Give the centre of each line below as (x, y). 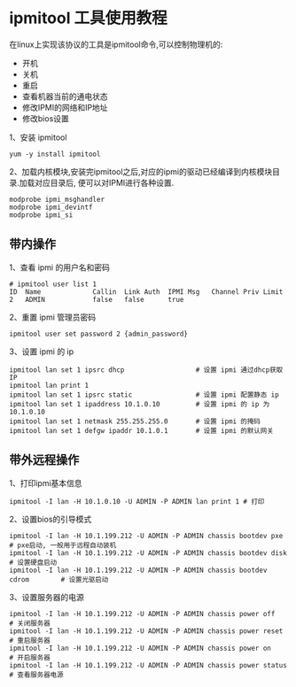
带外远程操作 (44, 460)
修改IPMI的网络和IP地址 (65, 107)
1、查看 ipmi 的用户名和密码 (60, 267)
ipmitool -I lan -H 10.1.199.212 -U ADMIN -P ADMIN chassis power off (142, 614)
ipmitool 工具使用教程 (88, 18)
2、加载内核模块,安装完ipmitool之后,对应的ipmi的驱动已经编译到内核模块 (141, 171)
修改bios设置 (45, 118)
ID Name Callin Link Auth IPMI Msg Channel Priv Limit (146, 292)
